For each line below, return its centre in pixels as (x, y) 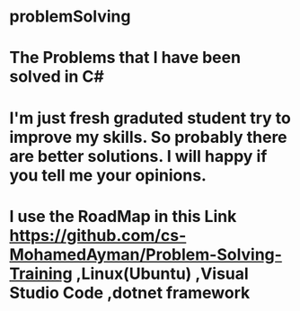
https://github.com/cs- (98, 235)
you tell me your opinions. (108, 175)
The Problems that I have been (125, 58)
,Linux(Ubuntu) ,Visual (162, 274)
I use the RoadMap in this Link (123, 216)
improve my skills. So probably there (148, 137)
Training (41, 274)
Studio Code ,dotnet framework (130, 293)
